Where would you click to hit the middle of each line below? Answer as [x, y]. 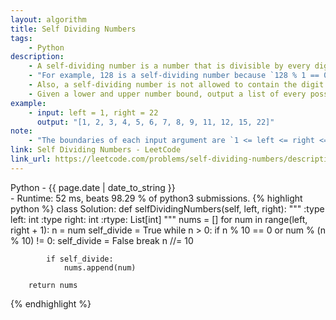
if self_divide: [80, 259]
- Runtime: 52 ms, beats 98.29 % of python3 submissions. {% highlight [156, 198]
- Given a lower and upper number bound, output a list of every [167, 94]
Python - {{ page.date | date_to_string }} [93, 187]
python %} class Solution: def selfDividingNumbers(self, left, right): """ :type [167, 208]
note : [21, 131]
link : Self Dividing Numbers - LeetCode [96, 150]
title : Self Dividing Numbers [73, 29]
